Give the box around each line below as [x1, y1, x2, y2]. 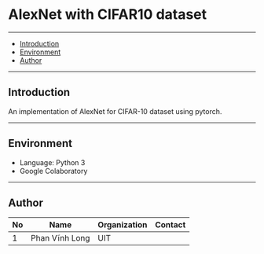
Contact [154, 219, 186, 230]
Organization [97, 219, 148, 230]
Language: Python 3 [19, 157, 86, 167]
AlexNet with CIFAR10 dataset [8, 6, 207, 24]
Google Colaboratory [19, 166, 88, 175]
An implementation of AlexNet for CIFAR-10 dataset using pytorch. [8, 106, 222, 116]
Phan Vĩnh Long [31, 233, 90, 244]
